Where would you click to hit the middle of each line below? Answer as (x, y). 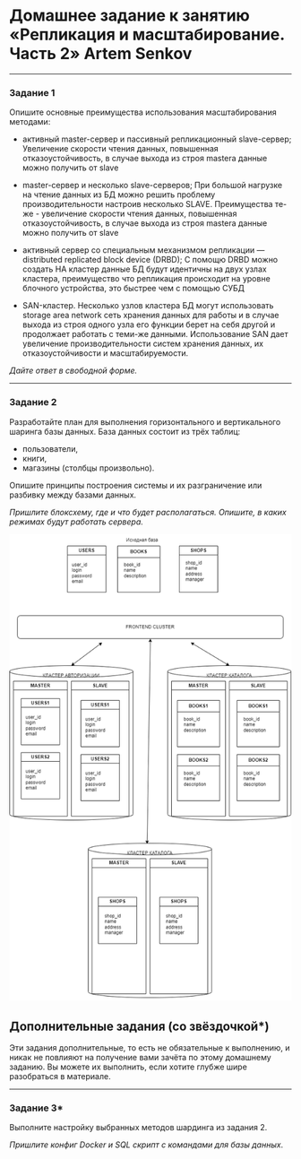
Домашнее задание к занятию (130, 16)
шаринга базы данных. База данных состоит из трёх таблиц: (125, 431)
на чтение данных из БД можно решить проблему (119, 195)
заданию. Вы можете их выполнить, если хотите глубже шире (129, 1067)
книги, (34, 458)
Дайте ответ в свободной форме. (73, 371)
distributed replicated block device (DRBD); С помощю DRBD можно (150, 260)
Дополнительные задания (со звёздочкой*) (139, 1026)
